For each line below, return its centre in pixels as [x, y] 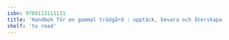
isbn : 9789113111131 [37, 13]
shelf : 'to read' [32, 26]
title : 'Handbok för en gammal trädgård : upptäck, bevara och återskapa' [116, 20]
